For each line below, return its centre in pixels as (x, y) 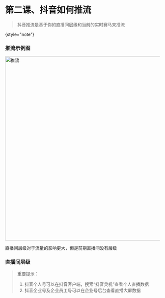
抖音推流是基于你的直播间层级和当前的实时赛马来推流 (71, 25)
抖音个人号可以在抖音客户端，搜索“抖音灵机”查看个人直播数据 (86, 284)
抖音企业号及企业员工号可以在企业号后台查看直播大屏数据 (82, 290)
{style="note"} (20, 34)
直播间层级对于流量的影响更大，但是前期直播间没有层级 (61, 248)
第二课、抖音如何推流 (48, 10)
